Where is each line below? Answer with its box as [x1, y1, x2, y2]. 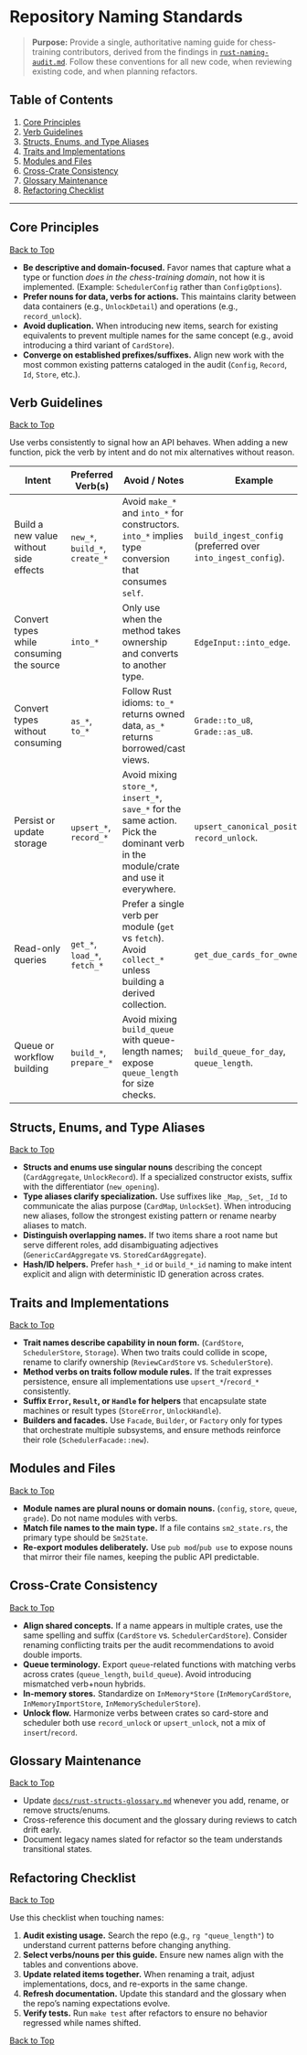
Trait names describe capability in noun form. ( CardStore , [22, 1337, 245, 1348]
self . [122, 587, 144, 600]
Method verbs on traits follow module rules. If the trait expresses [22, 1366, 272, 1377]
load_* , [70, 949, 102, 962]
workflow [14, 1051, 55, 1064]
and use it [122, 872, 164, 884]
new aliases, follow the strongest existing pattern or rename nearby [22, 1210, 277, 1222]
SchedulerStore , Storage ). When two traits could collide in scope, [22, 1347, 268, 1357]
